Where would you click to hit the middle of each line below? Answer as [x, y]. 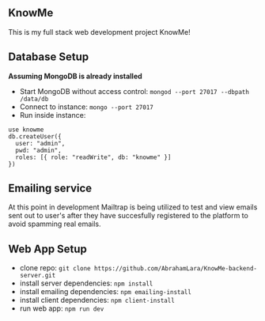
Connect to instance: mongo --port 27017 [87, 107]
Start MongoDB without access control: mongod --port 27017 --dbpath [134, 91]
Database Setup [49, 57]
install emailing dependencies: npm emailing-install [106, 292]
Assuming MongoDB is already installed [75, 76]
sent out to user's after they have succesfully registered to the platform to [129, 216]
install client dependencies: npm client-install [97, 300]
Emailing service [50, 189]
